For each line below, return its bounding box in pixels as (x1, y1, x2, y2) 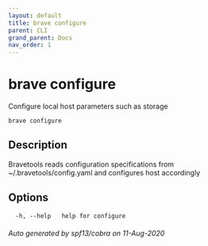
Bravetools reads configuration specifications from (8, 160, 175, 169)
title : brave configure (8, 19, 87, 27)
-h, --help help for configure (15, 212, 126, 220)
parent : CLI (8, 26, 48, 34)
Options (8, 191, 49, 205)
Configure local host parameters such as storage (8, 102, 168, 111)
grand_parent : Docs (8, 33, 73, 42)
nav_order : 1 (8, 41, 52, 49)
